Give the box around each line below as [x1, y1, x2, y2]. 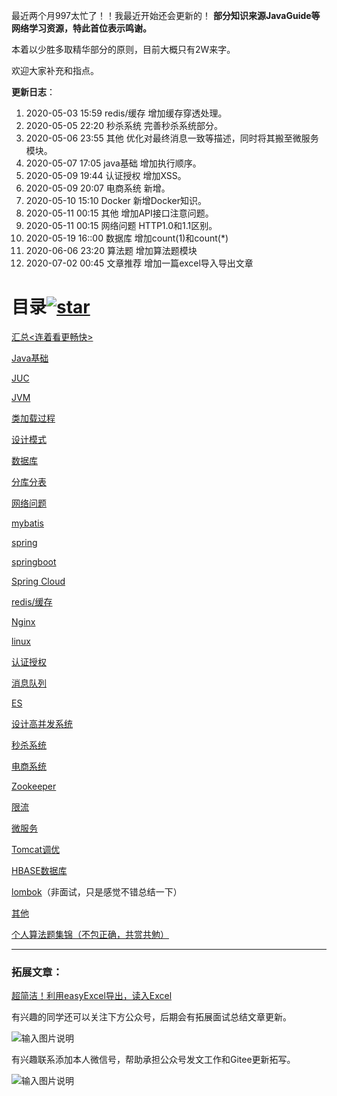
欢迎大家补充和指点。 [11, 65, 99, 76]
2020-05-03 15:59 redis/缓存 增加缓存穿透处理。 [25, 107, 228, 119]
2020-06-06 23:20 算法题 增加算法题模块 [25, 245, 198, 256]
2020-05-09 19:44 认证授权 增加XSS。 [25, 170, 187, 181]
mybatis [11, 517, 44, 529]
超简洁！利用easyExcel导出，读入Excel [11, 990, 173, 1002]
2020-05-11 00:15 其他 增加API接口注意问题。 [25, 207, 214, 219]
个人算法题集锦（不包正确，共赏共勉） [11, 928, 169, 940]
